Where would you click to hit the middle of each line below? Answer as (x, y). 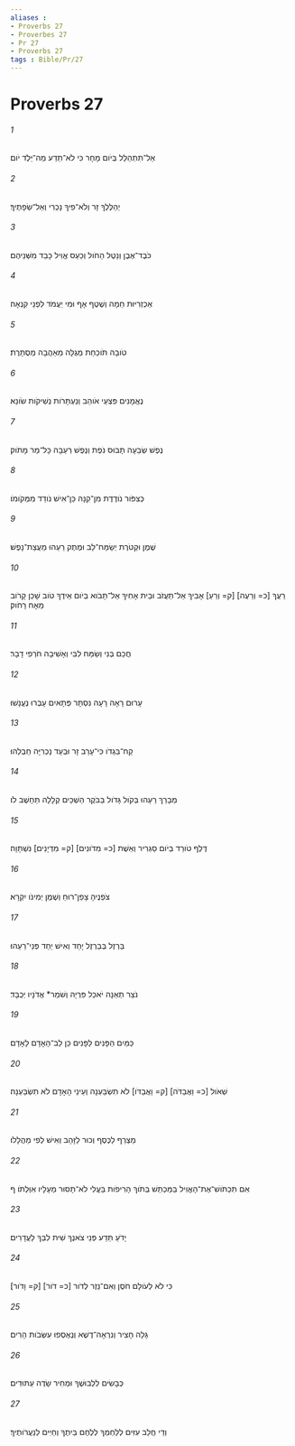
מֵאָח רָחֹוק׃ (27, 605)
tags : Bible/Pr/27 (47, 60)
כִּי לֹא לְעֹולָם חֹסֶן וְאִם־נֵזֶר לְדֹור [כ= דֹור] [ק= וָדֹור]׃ (92, 1286)
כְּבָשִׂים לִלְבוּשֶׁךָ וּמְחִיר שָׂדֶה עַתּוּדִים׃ (67, 1383)
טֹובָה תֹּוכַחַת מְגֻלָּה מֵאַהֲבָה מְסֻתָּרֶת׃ (69, 352)
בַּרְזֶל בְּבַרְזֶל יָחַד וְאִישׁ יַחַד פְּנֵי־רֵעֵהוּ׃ (68, 945)
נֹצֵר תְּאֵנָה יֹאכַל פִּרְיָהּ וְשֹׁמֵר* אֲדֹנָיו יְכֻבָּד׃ (74, 994)
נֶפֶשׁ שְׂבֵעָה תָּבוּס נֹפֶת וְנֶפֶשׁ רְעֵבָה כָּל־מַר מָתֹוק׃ (87, 450)
